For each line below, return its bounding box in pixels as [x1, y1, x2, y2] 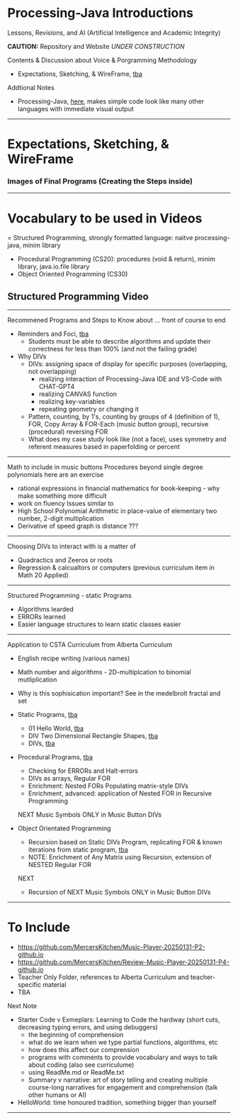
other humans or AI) [28, 1091, 87, 1099]
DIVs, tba [28, 739, 55, 748]
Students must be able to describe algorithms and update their [28, 337, 211, 346]
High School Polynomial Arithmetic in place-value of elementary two [17, 507, 217, 515]
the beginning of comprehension [28, 1031, 124, 1039]
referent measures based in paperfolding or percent [28, 443, 181, 451]
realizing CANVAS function [38, 390, 118, 398]
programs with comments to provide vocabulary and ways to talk [28, 1053, 218, 1062]
